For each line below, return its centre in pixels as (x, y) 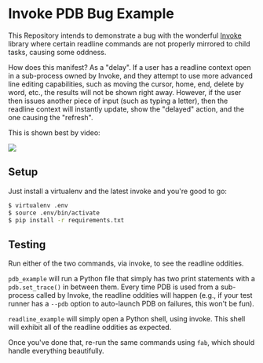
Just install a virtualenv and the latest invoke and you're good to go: (118, 191)
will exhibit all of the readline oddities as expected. (90, 328)
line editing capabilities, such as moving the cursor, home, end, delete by (126, 84)
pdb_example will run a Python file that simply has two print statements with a (131, 279)
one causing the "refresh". (51, 117)
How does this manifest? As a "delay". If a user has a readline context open (130, 67)
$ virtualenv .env (38, 205)
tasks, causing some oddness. (57, 52)
